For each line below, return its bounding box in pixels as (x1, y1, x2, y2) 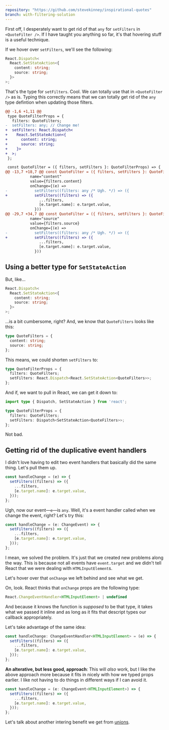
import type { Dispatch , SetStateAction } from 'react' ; (5, 399, 127, 404)
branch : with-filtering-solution (5, 12, 75, 17)
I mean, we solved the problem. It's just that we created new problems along (5, 554, 163, 560)
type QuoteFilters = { (5, 334, 53, 339)
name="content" (30, 174, 62, 179)
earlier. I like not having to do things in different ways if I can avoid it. (5, 677, 147, 683)
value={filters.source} (30, 221, 80, 226)
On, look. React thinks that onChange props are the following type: (5, 585, 140, 591)
